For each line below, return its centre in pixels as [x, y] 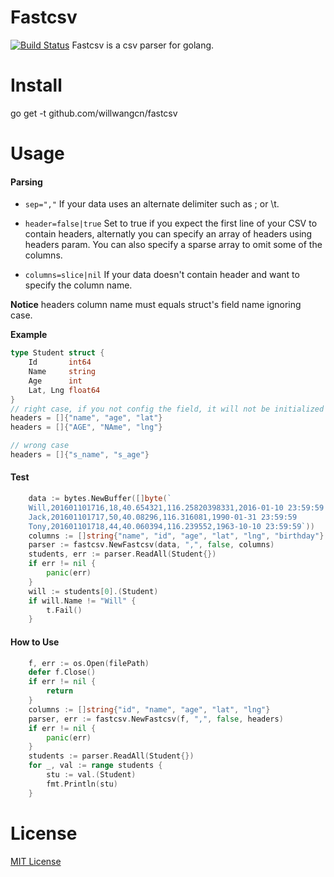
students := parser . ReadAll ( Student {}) [111, 756]
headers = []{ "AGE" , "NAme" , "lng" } [86, 427]
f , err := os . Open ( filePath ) [89, 663]
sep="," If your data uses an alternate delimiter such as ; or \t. [152, 204]
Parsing [26, 182]
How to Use [35, 642]
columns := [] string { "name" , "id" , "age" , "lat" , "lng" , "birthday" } [176, 536]
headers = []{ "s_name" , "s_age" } [80, 455]
